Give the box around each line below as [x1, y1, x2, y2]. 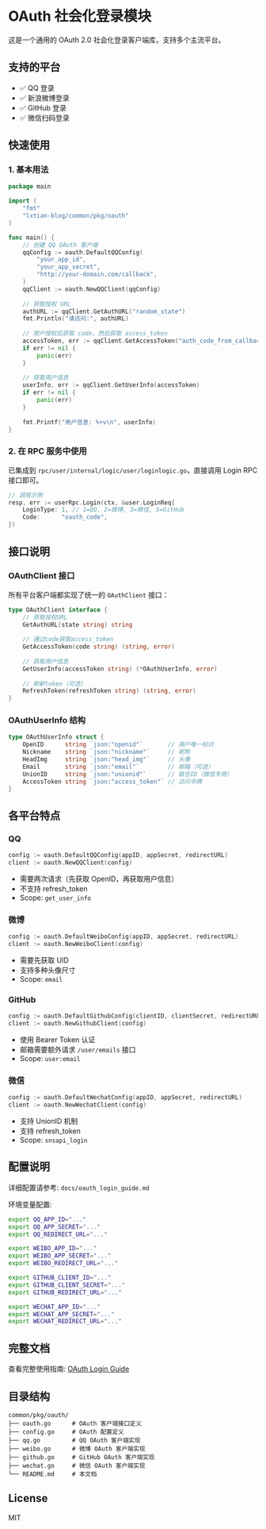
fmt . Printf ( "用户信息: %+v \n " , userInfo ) [22, 418, 157, 426]
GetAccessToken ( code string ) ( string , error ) [22, 643, 176, 651]
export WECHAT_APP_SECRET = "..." [8, 1310, 115, 1319]
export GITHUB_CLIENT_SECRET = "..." [8, 1280, 126, 1289]
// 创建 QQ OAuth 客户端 [22, 241, 99, 249]
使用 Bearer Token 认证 [19, 1035, 96, 1044]
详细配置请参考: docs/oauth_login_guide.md [8, 1183, 150, 1192]
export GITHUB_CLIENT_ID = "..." [8, 1274, 112, 1282]
